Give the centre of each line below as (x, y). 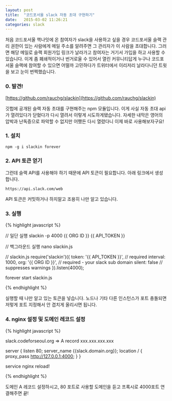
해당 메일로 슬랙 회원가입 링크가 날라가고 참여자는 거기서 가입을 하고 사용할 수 (88, 52)
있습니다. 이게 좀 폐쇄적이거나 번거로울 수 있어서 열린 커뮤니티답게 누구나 (78, 59)
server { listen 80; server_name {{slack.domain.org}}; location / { (74, 351)
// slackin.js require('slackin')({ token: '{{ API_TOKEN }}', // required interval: (85, 257)
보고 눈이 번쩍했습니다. (33, 72)
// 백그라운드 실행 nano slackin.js (39, 246)
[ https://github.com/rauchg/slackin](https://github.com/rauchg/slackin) (81, 98)
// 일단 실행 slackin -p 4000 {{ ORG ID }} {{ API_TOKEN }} (65, 236)
